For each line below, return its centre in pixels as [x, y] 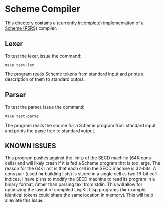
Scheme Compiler [43, 9]
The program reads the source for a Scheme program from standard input [80, 125]
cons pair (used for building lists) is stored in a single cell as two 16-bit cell [81, 174]
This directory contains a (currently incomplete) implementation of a [75, 23]
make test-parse [22, 116]
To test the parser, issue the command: [45, 107]
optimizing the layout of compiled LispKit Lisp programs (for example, [76, 190]
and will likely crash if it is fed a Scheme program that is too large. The [89, 163]
